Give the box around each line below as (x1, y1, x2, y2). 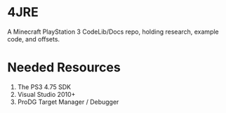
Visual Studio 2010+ (17, 90, 76, 98)
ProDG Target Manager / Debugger (17, 98, 119, 106)
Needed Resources (7, 60, 121, 76)
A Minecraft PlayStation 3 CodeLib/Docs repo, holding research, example (7, 27, 219, 36)
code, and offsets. (7, 34, 60, 43)
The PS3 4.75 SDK (17, 82, 72, 91)
